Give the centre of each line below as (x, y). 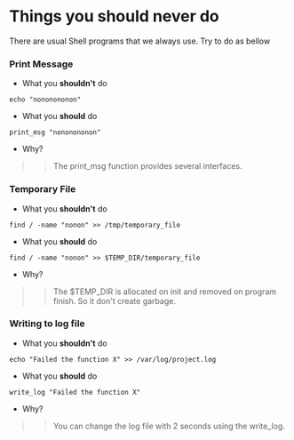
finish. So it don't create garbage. (114, 300)
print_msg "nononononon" (55, 132)
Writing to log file (48, 324)
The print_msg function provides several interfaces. (147, 166)
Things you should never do (114, 16)
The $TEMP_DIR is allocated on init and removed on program (165, 292)
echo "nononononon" (45, 100)
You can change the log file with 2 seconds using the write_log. (169, 426)
